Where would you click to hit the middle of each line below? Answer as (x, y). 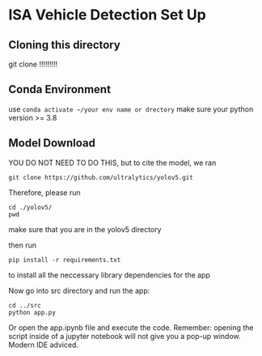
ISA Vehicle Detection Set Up (107, 15)
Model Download (52, 143)
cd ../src (25, 305)
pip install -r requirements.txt (65, 260)
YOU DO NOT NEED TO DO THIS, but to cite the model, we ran (112, 163)
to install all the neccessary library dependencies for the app (109, 275)
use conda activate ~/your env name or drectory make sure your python (131, 109)
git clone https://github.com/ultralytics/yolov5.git (101, 177)
